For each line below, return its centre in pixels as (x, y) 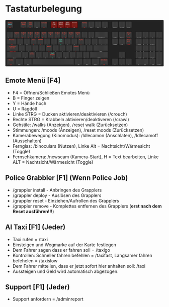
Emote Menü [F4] (33, 81)
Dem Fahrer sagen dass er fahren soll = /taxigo (61, 250)
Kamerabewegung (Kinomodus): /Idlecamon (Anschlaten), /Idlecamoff (85, 135)
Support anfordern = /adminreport (48, 299)
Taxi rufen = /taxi (30, 239)
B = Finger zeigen (31, 98)
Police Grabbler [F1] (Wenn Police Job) (67, 178)
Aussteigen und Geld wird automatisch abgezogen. (66, 271)
